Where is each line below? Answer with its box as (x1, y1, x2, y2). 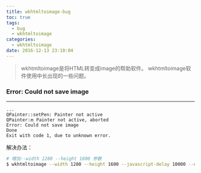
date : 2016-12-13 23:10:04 (6, 48, 74, 54)
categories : (6, 36, 36, 42)
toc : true (6, 14, 31, 20)
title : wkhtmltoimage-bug (6, 8, 71, 15)
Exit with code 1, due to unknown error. (6, 132, 111, 139)
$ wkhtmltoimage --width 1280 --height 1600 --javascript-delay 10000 (6, 161, 186, 167)
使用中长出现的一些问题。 (26, 72, 90, 79)
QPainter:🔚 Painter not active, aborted (6, 117, 109, 123)
